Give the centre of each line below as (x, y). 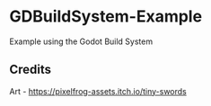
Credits (31, 70)
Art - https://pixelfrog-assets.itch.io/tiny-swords (98, 91)
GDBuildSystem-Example (106, 17)
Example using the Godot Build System (81, 41)
